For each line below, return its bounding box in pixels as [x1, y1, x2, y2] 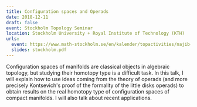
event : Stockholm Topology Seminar [6, 25, 93, 31]
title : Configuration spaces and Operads [6, 8, 109, 15]
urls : [6, 36, 19, 42]
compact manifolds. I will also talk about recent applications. [6, 94, 152, 101]
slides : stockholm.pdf [11, 47, 67, 53]
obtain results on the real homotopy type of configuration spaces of [6, 88, 170, 95]
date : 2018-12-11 [6, 14, 49, 20]
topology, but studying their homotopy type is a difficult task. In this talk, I [6, 69, 184, 76]
